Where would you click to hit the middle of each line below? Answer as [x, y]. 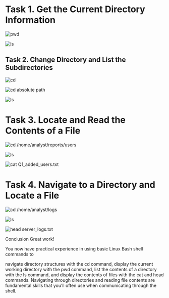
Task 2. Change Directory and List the [66, 60]
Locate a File [32, 195]
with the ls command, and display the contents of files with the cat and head [84, 275]
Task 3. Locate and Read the [66, 120]
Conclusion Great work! [30, 239]
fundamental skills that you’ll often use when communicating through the [81, 285]
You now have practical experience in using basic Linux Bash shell [74, 248]
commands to [19, 254]
